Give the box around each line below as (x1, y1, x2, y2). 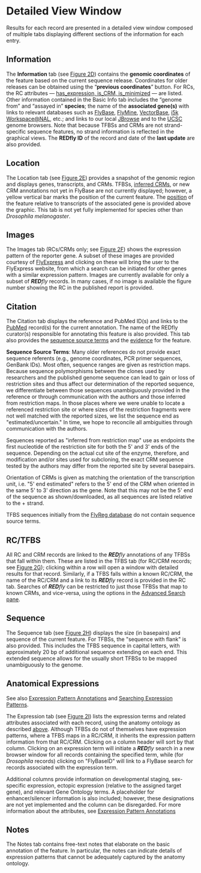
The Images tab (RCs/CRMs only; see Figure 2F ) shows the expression (6, 245, 181, 253)
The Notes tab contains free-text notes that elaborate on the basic (6, 841, 170, 848)
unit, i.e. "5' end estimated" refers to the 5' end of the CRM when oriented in (6, 480, 195, 488)
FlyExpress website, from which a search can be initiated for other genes (6, 265, 187, 272)
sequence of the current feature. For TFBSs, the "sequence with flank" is (6, 635, 187, 643)
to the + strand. (6, 499, 44, 507)
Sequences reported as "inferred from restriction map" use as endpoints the (6, 437, 195, 444)
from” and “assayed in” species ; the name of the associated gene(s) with (6, 102, 190, 110)
